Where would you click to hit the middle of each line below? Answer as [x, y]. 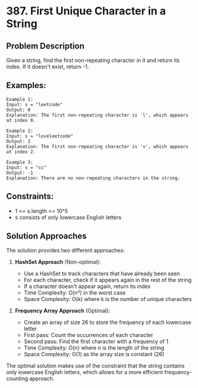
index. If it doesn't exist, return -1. [48, 67]
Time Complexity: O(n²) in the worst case [75, 293]
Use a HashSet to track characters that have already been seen [102, 273]
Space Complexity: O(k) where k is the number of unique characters [108, 299]
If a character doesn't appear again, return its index [87, 287]
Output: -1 [20, 173]
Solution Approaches [46, 236]
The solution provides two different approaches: [66, 251]
